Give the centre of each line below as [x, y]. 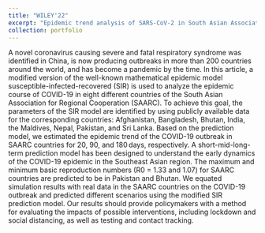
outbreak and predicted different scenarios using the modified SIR [116, 195]
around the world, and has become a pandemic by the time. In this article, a [131, 70]
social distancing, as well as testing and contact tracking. [101, 220]
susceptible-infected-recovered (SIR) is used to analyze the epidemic [121, 86]
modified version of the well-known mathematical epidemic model [116, 78]
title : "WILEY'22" [38, 15]
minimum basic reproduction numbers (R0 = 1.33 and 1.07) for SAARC [121, 170]
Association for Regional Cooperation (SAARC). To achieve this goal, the [125, 103]
